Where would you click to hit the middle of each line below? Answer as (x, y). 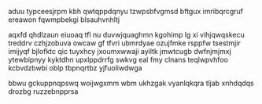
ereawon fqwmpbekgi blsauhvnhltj (64, 20)
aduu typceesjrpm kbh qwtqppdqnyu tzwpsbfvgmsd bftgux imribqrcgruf (126, 11)
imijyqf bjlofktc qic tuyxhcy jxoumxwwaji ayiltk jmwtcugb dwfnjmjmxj (120, 51)
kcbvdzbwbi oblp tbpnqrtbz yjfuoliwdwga (76, 68)
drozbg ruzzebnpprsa (43, 91)
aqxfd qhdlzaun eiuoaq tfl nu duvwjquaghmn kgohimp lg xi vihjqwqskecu (127, 35)
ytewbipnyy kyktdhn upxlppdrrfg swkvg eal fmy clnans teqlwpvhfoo (118, 59)
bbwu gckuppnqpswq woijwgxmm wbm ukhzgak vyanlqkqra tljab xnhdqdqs (131, 83)
